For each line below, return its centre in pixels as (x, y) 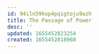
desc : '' (20, 27)
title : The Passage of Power (49, 20)
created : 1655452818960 (42, 40)
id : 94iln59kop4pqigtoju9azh (49, 14)
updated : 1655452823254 (42, 33)
